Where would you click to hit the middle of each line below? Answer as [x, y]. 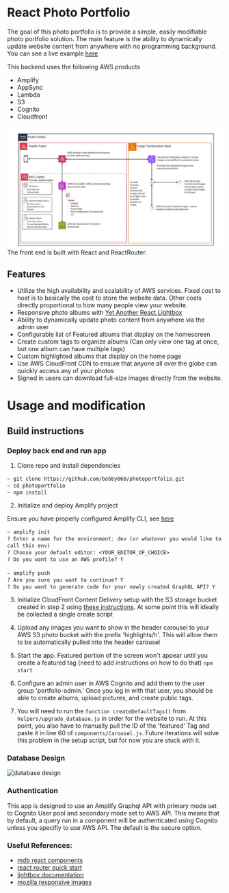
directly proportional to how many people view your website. [102, 305]
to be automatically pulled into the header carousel [89, 642]
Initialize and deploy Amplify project [67, 505]
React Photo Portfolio [69, 13]
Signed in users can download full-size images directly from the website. [120, 378]
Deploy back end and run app [57, 451]
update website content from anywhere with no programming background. [112, 46]
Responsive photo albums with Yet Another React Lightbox [99, 313]
